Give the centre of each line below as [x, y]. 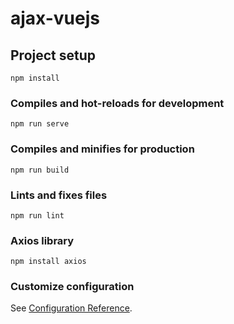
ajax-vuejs [55, 18]
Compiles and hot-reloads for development [117, 103]
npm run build [40, 170]
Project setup [53, 55]
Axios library [42, 240]
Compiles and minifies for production [102, 149]
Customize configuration [72, 287]
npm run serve [40, 124]
